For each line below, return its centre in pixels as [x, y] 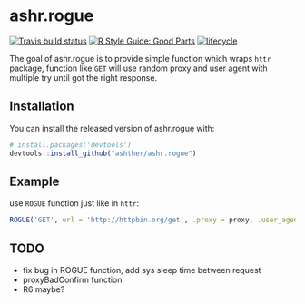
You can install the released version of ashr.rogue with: [112, 128]
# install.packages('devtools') [70, 145]
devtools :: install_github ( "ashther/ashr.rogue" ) [103, 153]
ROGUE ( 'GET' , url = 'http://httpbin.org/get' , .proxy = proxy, [132, 220]
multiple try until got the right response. [83, 77]
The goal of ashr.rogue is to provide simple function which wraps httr [140, 58]
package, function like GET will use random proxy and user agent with [138, 68]
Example [34, 181]
